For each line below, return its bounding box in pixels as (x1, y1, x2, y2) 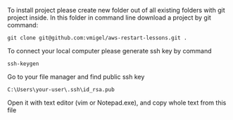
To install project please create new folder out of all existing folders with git (7, 6, 225, 14)
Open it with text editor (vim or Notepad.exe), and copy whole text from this (7, 98, 227, 107)
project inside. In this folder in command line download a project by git (7, 13, 211, 22)
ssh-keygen (7, 60, 39, 67)
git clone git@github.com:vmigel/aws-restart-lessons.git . (7, 34, 188, 41)
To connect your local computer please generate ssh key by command (7, 47, 213, 55)
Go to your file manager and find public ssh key (7, 73, 145, 81)
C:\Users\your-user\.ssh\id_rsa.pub (7, 86, 115, 93)
